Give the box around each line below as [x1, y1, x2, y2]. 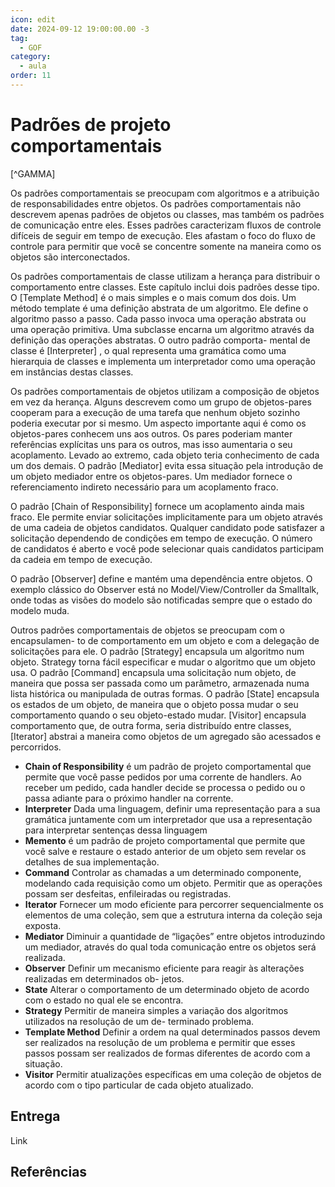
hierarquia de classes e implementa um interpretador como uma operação [10, 355, 316, 367]
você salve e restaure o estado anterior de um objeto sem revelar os [24, 845, 307, 857]
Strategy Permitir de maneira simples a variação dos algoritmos [24, 1004, 289, 1016]
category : [10, 52, 52, 62]
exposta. [24, 919, 62, 931]
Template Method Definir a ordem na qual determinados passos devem [24, 1026, 321, 1038]
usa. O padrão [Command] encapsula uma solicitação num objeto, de [10, 666, 297, 678]
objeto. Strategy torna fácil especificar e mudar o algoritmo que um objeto [10, 656, 317, 668]
